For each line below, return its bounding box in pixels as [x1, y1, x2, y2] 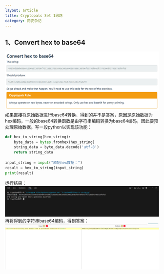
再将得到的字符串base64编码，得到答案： [5, 218, 89, 224]
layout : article [5, 8, 38, 13]
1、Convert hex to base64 [5, 38, 85, 47]
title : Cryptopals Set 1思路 [5, 13, 63, 18]
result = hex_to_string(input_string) [5, 165, 84, 170]
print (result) [5, 171, 34, 175]
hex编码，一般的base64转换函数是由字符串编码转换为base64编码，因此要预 [5, 118, 159, 124]
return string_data [14, 150, 54, 155]
